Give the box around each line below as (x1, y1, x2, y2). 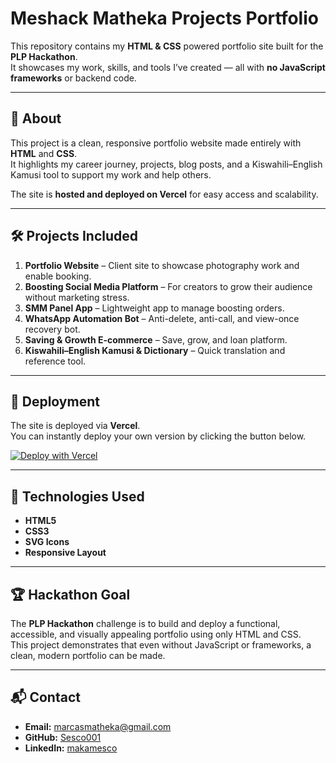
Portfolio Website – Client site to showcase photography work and (24, 259, 300, 271)
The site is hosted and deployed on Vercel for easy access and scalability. (10, 188, 319, 200)
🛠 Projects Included (10, 228, 139, 245)
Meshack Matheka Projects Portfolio (10, 7, 319, 30)
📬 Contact (10, 689, 81, 706)
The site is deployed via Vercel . (10, 420, 141, 432)
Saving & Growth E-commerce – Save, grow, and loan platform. (24, 333, 288, 346)
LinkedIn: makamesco (24, 742, 118, 754)
